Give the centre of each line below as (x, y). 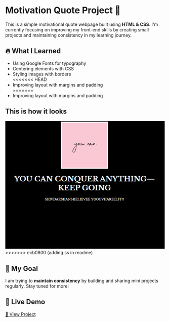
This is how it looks (36, 112)
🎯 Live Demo (25, 302)
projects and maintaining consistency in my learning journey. (69, 35)
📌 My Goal (22, 269)
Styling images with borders (42, 74)
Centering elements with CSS (43, 68)
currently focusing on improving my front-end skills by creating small (77, 29)
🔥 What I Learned (33, 51)
